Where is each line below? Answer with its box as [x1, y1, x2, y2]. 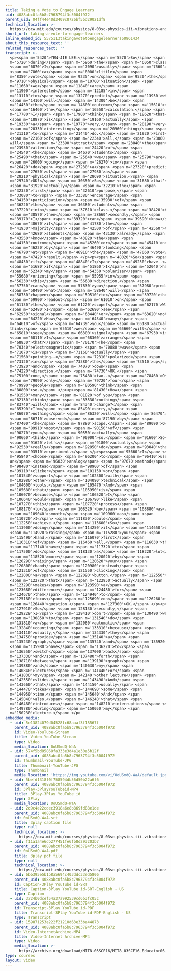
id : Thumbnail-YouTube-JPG [14, 758, 72, 764]
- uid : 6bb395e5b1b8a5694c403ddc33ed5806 [10, 872, 99, 877]
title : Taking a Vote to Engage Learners [5, 7, 95, 13]
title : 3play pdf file [14, 853, 63, 859]
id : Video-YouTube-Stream [14, 729, 70, 735]
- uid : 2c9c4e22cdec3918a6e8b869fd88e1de [10, 805, 99, 811]
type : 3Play [14, 796, 40, 801]
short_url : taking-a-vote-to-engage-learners [5, 31, 103, 36]
